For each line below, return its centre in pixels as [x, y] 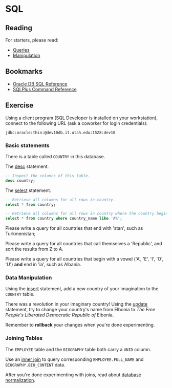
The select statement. [28, 190]
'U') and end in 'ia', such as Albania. [43, 265]
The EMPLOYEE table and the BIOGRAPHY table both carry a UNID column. [78, 349]
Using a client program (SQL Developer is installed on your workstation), [81, 118]
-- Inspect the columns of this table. [48, 176]
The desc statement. [27, 166]
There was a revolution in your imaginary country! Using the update [76, 304]
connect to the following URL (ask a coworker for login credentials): [77, 123]
